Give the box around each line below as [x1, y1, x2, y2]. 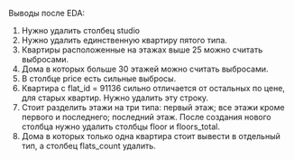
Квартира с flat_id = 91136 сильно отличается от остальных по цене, [21, 83, 286, 93]
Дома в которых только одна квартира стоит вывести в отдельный [21, 131, 280, 141]
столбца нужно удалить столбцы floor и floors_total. [21, 121, 220, 132]
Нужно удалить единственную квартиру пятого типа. [21, 35, 227, 45]
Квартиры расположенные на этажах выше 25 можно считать [21, 44, 263, 55]
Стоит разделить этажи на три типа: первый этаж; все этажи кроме [21, 102, 285, 112]
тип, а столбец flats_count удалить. [21, 140, 157, 151]
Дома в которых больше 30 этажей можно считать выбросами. [21, 63, 269, 74]
